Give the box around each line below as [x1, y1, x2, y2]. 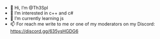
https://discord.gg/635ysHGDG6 [10, 28, 79, 34]
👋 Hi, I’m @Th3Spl [10, 5, 48, 10]
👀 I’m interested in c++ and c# [10, 10, 74, 16]
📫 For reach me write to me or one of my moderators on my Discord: [10, 21, 155, 27]
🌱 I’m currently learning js [10, 15, 64, 21]
